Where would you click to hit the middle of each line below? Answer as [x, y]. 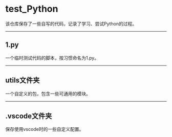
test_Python [32, 9]
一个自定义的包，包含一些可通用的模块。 [48, 94]
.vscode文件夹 [29, 116]
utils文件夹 [23, 81]
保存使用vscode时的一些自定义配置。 [45, 129]
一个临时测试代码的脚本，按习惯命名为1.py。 [52, 58]
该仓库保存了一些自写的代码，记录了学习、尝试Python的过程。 [71, 24]
